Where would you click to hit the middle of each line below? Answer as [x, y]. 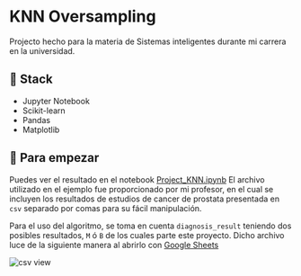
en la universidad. [42, 50]
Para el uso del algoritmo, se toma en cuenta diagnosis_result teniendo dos [150, 226]
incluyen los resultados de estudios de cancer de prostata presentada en [145, 199]
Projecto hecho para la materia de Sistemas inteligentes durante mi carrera [148, 41]
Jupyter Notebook [56, 101]
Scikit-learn [44, 111]
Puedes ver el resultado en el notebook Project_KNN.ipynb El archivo [137, 179]
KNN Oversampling [83, 17]
